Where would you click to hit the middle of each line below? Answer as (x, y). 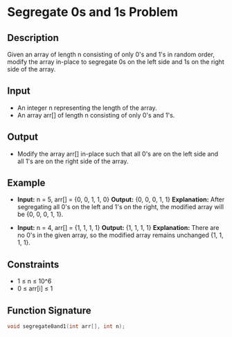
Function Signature (49, 310)
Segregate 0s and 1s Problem (93, 12)
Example (26, 183)
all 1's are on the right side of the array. (73, 161)
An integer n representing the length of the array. (87, 108)
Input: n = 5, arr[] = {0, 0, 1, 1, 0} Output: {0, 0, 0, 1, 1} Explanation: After (121, 199)
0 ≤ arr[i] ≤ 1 (35, 288)
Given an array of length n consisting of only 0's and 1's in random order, (111, 54)
